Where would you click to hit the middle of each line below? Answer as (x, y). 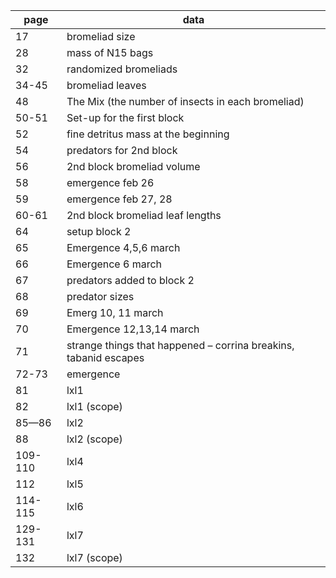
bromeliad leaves (106, 85)
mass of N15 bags (110, 52)
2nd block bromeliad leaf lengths (144, 215)
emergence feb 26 (110, 182)
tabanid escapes (105, 357)
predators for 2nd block (122, 150)
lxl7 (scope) (94, 557)
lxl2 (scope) (94, 439)
